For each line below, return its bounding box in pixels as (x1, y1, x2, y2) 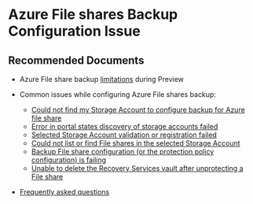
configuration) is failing (31, 155, 107, 165)
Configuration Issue (8, 22, 141, 40)
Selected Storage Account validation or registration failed (31, 130, 218, 139)
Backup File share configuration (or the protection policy (31, 147, 214, 156)
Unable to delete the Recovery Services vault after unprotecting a (31, 164, 244, 172)
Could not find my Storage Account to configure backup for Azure (31, 105, 245, 114)
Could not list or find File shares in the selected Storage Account (31, 139, 241, 147)
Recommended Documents (8, 54, 145, 67)
